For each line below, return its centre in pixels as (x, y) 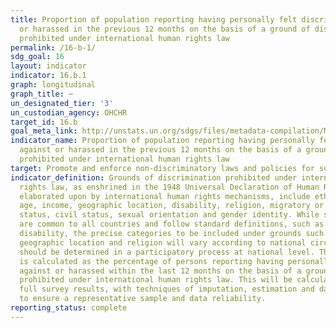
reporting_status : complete (69, 308)
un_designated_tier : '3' (62, 103)
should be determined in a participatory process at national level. (167, 252)
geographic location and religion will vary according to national (163, 242)
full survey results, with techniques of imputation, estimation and (167, 289)
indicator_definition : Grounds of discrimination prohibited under (154, 177)
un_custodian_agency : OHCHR (69, 112)
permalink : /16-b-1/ (53, 47)
